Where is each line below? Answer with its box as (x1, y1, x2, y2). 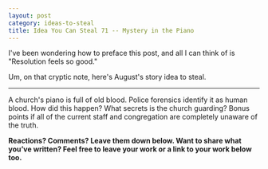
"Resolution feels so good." (8, 57, 98, 66)
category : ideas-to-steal (8, 19, 94, 27)
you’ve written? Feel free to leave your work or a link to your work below (8, 144, 253, 154)
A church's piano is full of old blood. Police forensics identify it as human (8, 95, 248, 104)
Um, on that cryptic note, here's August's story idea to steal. (8, 73, 207, 82)
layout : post (8, 11, 52, 20)
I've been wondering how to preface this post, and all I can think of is (8, 49, 235, 58)
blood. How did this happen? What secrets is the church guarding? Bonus (8, 104, 250, 113)
